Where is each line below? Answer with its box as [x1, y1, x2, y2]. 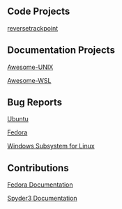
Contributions [7, 162, 69, 173]
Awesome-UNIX [7, 63, 54, 71]
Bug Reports [7, 97, 63, 109]
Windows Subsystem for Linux [7, 142, 96, 150]
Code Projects [7, 6, 70, 17]
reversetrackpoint [7, 24, 59, 32]
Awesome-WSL [7, 76, 52, 84]
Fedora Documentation [7, 180, 73, 189]
